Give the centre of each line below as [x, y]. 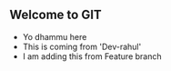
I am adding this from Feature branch [92, 56]
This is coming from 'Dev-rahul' [82, 46]
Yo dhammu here [55, 36]
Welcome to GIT [55, 15]
